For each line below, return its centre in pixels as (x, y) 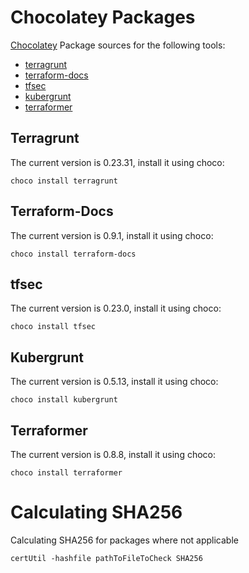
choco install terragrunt (64, 181)
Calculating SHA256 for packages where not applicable (124, 540)
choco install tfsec (53, 327)
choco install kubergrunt (64, 400)
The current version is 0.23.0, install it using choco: (116, 308)
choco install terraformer (66, 473)
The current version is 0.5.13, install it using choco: (114, 382)
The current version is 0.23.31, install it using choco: (117, 162)
